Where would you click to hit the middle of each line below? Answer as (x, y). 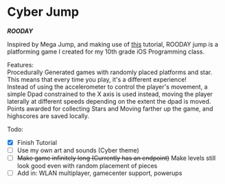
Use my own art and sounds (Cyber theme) (78, 150)
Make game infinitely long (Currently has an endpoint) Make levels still (116, 158)
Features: (21, 65)
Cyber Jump (43, 12)
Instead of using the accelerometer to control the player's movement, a (107, 87)
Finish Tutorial (37, 142)
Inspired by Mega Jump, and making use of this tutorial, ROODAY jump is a (113, 44)
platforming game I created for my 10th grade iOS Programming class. (106, 51)
